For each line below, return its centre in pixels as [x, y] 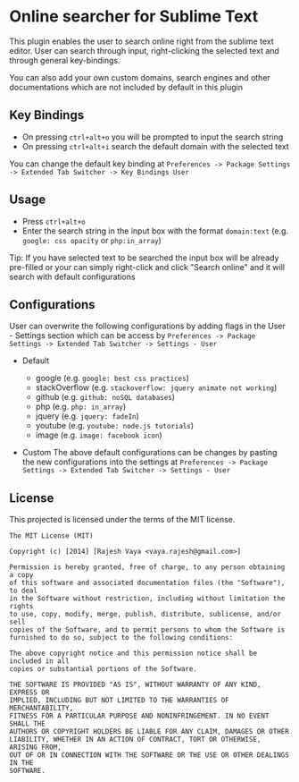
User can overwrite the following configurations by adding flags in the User [147, 326]
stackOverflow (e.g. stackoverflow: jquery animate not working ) [156, 387]
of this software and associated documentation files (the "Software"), [147, 583]
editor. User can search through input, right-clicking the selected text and [144, 50]
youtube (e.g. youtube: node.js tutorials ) [115, 426]
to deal [24, 591]
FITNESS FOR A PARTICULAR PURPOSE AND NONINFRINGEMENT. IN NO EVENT [139, 716]
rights [21, 607]
